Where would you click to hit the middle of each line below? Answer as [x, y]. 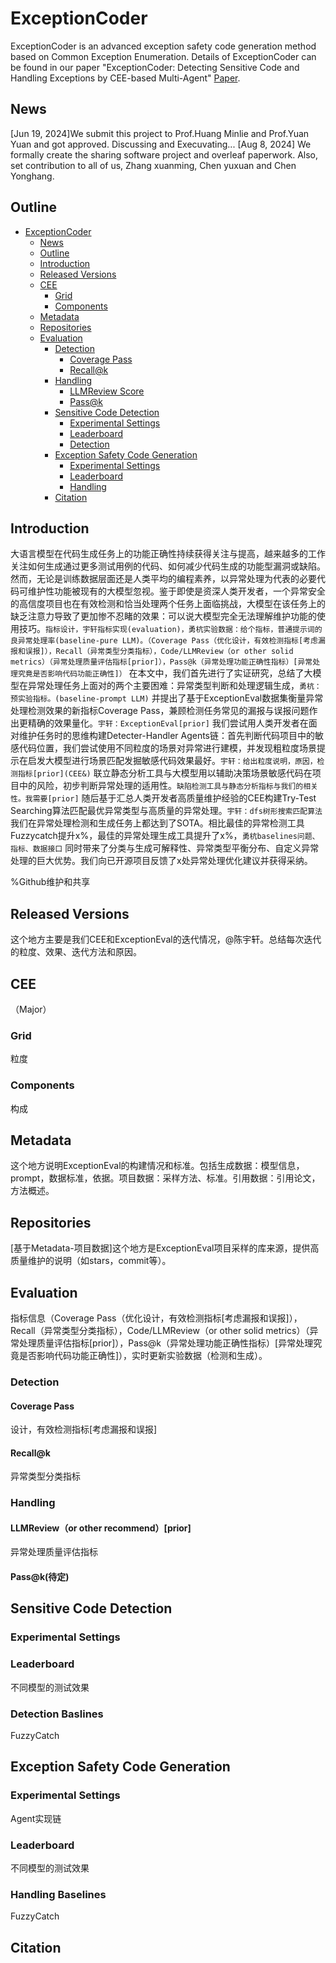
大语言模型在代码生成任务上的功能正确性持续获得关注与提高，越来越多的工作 [168, 554]
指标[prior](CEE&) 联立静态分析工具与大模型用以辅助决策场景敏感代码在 [165, 773]
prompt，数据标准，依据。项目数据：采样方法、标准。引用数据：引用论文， [165, 1178]
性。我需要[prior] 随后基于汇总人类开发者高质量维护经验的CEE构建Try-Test [163, 798]
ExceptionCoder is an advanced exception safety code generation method [163, 46]
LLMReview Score [107, 391]
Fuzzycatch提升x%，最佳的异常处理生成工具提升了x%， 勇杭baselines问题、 [165, 836]
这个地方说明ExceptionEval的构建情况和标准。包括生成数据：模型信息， [157, 1166]
